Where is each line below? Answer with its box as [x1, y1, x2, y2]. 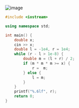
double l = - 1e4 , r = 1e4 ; [14, 47, 70, 52]
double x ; [14, 37, 35, 42]
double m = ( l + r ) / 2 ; [23, 56, 75, 62]
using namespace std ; [5, 23, 50, 29]
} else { [23, 70, 41, 75]
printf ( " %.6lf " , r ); [14, 89, 57, 94]
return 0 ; [14, 94, 35, 99]
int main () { [5, 33, 32, 38]
